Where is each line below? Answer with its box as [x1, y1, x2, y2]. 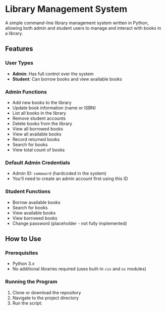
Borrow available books [12, 199, 60, 205]
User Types [5, 59, 34, 66]
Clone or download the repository [12, 289, 81, 295]
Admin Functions [5, 88, 47, 95]
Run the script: [12, 300, 43, 306]
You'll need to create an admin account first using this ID [12, 176, 128, 181]
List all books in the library [12, 110, 66, 116]
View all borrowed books [12, 126, 63, 132]
